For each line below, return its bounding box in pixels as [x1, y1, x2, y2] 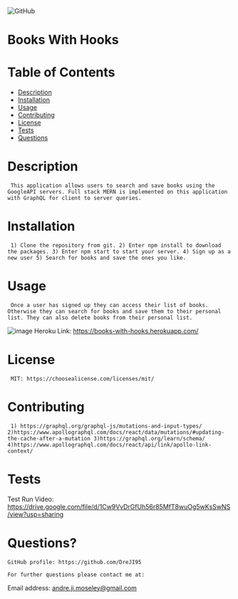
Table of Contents [7, 64, 115, 81]
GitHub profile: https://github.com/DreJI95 [7, 558, 142, 565]
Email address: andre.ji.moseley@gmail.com [7, 583, 138, 592]
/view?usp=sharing [7, 510, 64, 518]
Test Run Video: [7, 495, 54, 503]
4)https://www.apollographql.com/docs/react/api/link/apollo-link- [7, 441, 212, 448]
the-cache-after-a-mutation [7, 435, 91, 442]
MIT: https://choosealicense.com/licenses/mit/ [10, 375, 155, 382]
